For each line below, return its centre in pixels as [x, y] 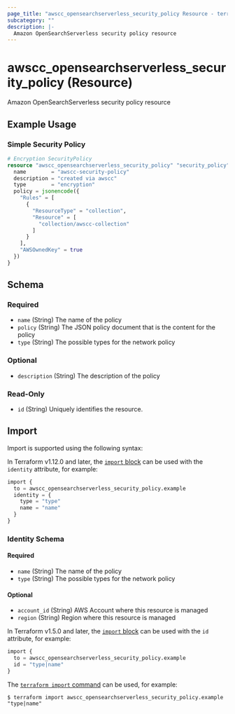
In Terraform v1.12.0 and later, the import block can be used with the [105, 461]
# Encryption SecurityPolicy [50, 158]
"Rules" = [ [37, 198]
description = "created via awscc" [65, 178]
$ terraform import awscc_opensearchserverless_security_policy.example [115, 697]
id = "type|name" [39, 665]
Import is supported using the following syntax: [75, 448]
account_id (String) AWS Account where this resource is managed [113, 610]
